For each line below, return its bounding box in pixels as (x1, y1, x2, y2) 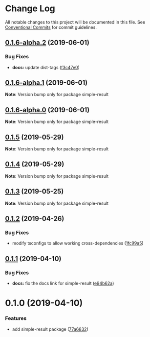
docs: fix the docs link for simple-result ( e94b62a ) (12, 280, 114, 287)
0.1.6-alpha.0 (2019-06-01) (5, 106, 90, 114)
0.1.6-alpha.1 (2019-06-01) (5, 79, 88, 87)
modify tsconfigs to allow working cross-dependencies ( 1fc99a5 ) (12, 241, 144, 246)
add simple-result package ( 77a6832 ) (12, 326, 89, 332)
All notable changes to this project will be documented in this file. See (5, 19, 146, 25)
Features (5, 315, 27, 322)
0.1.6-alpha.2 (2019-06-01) (5, 39, 89, 47)
